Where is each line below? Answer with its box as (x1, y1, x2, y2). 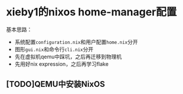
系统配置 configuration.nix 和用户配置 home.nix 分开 (14, 38, 138, 45)
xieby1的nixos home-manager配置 (6, 5, 177, 19)
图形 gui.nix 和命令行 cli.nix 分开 (14, 45, 94, 53)
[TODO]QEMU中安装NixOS (6, 79, 105, 89)
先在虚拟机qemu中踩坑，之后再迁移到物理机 (14, 53, 122, 60)
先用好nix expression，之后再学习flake (14, 60, 109, 68)
